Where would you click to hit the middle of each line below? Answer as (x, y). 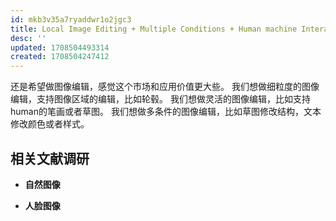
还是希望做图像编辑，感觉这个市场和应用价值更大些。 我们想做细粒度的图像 (165, 87)
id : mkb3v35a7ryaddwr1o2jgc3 (71, 19)
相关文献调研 (50, 158)
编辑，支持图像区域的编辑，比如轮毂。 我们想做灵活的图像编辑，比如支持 (160, 99)
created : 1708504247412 (60, 57)
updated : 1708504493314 (60, 47)
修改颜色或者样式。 (50, 124)
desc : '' (28, 38)
